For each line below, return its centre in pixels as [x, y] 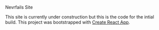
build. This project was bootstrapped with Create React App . [68, 22]
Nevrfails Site [19, 7]
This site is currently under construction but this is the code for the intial [80, 17]
